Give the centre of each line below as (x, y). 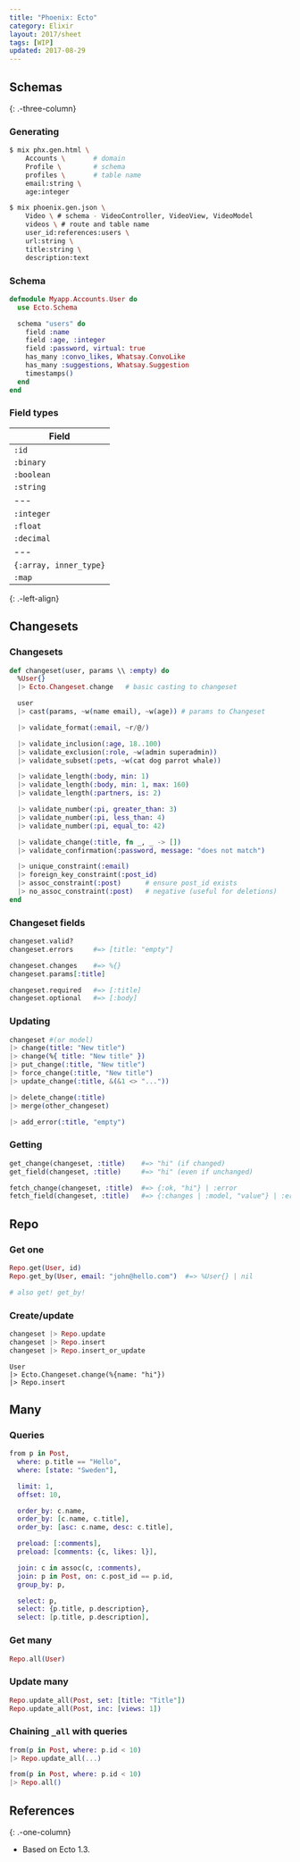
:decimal (32, 538)
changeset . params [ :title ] (57, 974)
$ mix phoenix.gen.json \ (57, 208)
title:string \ (54, 249)
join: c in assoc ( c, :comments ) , (79, 1568)
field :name (47, 332)
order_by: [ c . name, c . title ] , (73, 1519)
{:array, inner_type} (59, 565)
